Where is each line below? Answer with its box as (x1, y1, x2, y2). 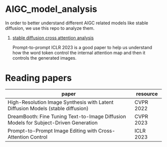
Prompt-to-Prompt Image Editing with (7, 127, 97, 134)
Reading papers (5, 73, 72, 84)
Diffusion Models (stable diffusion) (7, 105, 88, 112)
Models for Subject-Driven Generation (7, 119, 98, 126)
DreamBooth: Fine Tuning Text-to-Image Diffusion (7, 113, 126, 120)
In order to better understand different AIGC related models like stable (5, 20, 148, 26)
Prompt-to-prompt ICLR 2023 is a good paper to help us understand (12, 44, 153, 50)
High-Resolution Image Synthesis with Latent (7, 98, 114, 105)
